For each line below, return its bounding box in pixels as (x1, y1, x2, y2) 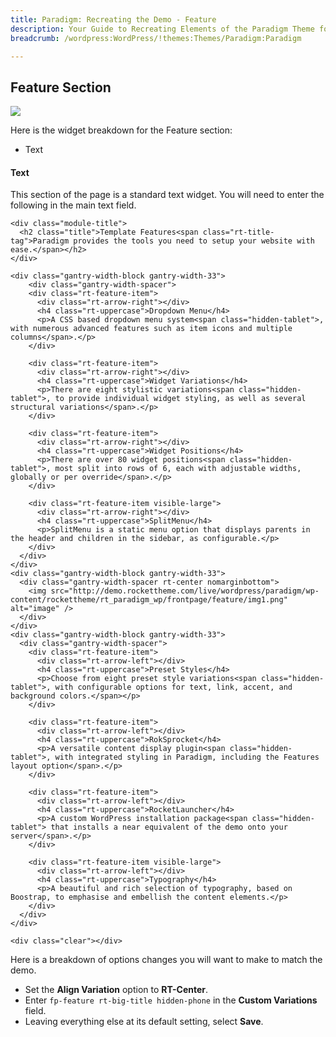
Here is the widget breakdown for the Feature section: (10, 124, 233, 136)
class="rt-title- (202, 227, 275, 238)
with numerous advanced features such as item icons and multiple (10, 324, 293, 334)
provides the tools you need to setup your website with (73, 236, 315, 246)
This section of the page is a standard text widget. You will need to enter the (10, 189, 325, 201)
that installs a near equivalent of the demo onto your (50, 822, 288, 833)
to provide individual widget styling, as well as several (54, 394, 307, 404)
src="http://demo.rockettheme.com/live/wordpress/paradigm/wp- (50, 586, 320, 596)
